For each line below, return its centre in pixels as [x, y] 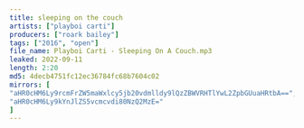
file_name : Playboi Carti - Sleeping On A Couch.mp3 [111, 51]
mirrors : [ [30, 85]
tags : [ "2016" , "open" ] [54, 43]
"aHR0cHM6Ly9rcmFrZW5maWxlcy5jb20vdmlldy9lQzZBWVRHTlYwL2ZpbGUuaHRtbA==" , [153, 93]
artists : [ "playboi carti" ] [62, 26]
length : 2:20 [34, 69]
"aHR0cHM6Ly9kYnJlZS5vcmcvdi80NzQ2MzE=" [87, 101]
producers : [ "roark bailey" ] [64, 34]
